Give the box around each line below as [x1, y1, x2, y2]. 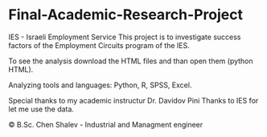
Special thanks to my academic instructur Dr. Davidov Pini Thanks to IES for [8, 95, 259, 105]
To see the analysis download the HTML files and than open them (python [8, 56, 253, 66]
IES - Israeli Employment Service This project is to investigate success [8, 32, 241, 42]
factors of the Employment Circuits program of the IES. [8, 40, 191, 50]
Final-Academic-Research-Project [8, 6, 244, 24]
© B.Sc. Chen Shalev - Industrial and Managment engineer [8, 119, 203, 129]
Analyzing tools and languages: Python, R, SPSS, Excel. [8, 80, 192, 90]
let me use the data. [8, 104, 75, 114]
